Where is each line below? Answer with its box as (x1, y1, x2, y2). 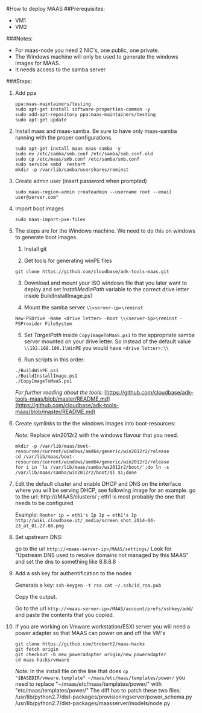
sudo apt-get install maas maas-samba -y (14, 146, 121, 152)
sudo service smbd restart (14, 161, 86, 167)
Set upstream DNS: (14, 534, 63, 540)
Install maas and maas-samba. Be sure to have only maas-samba (14, 127, 177, 135)
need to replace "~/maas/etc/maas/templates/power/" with (14, 680, 162, 688)
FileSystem (45, 321, 72, 327)
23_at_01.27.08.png (14, 523, 65, 529)
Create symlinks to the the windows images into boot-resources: (14, 420, 176, 427)
